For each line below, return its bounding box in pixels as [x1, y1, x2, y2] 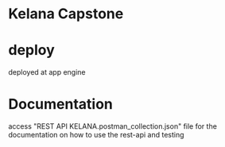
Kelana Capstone [8, 5, 124, 23]
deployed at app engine [8, 68, 86, 77]
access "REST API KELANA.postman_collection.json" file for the [8, 122, 217, 131]
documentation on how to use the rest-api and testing [8, 130, 184, 140]
